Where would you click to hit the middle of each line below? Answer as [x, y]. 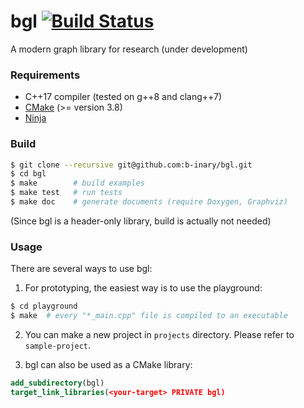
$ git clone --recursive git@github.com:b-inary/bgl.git [131, 165]
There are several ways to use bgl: [81, 269]
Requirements [45, 75]
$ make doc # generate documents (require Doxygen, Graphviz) [149, 202]
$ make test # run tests [66, 193]
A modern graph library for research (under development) [129, 49]
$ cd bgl [28, 174]
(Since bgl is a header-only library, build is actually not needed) [141, 221]
